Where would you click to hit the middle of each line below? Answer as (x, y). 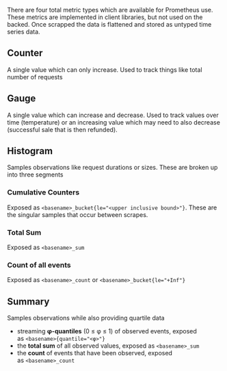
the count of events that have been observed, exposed (95, 353)
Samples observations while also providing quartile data (86, 318)
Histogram (30, 151)
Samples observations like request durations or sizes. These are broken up (112, 168)
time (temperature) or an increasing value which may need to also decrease (114, 122)
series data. (24, 31)
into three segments (35, 175)
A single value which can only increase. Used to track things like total (105, 69)
